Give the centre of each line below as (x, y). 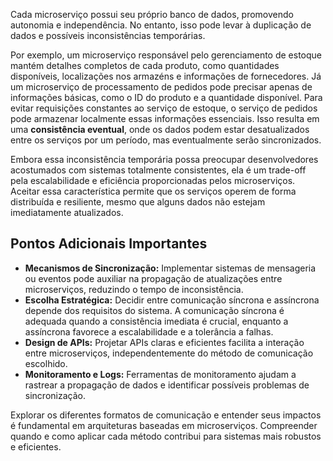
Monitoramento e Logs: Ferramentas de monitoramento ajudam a (160, 374)
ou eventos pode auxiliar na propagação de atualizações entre (153, 278)
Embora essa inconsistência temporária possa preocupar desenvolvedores (164, 159)
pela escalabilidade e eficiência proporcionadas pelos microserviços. (153, 180)
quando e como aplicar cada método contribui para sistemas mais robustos (166, 436)
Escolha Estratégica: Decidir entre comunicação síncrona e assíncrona (172, 300)
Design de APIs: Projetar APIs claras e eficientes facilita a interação (164, 342)
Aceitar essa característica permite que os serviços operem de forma (153, 191)
